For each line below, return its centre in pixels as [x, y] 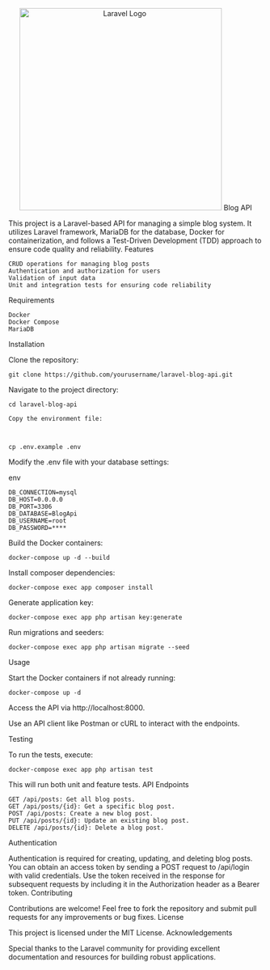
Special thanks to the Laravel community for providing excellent [114, 948]
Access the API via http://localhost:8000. [77, 707]
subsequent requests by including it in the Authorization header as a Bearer [134, 884]
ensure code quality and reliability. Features [81, 249]
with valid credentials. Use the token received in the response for [117, 875]
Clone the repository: [44, 360]
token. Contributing [40, 893]
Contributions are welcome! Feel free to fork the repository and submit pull [133, 909]
